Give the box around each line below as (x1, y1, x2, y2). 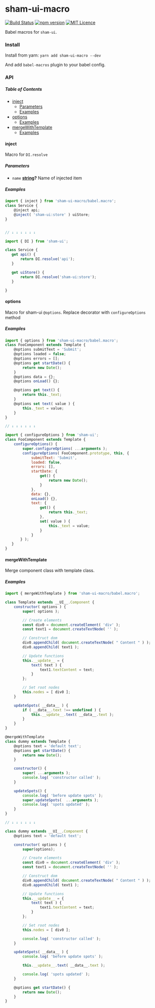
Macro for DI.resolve (5, 151, 48, 157)
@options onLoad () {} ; (14, 379, 60, 384)
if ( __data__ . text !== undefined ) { (22, 708, 101, 712)
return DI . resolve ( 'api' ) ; (20, 257, 75, 262)
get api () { (11, 252, 36, 257)
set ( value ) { (39, 519, 70, 524)
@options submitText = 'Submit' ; (14, 347, 82, 352)
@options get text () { (14, 387, 60, 393)
